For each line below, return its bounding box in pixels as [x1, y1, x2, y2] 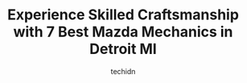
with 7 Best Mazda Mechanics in [13, 23, 233, 41]
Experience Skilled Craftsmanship [6, 6, 240, 24]
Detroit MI [89, 40, 157, 58]
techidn [110, 66, 136, 76]
